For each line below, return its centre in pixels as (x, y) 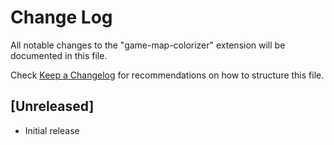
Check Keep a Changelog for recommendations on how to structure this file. (167, 75)
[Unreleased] (52, 106)
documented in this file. (59, 55)
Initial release (52, 130)
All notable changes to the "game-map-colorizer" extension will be (148, 45)
